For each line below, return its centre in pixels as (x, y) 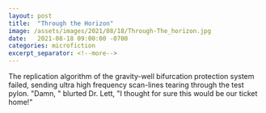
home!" (21, 102)
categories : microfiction (52, 46)
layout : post (30, 16)
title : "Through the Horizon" (61, 23)
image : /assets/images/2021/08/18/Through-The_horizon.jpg (110, 31)
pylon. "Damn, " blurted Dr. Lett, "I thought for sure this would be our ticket (133, 93)
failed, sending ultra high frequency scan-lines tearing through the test (126, 85)
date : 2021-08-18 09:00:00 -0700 (68, 38)
